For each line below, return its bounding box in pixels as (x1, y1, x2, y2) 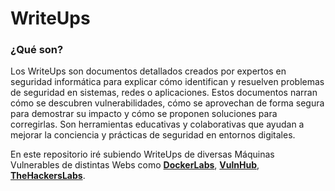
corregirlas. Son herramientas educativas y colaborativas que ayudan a (10, 118, 305, 131)
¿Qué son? (10, 43, 64, 57)
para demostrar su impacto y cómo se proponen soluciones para (10, 108, 278, 120)
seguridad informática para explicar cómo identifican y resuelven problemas (10, 76, 325, 88)
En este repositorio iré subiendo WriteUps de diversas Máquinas (10, 148, 275, 161)
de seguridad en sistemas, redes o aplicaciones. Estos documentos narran (10, 87, 318, 99)
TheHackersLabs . (10, 170, 86, 182)
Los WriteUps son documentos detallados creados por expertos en (10, 65, 287, 77)
